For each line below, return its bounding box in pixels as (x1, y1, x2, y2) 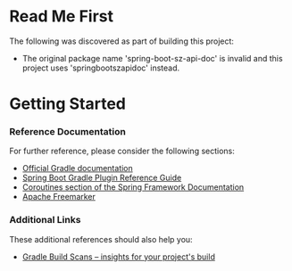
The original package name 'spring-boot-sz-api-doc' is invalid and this (21, 53, 283, 63)
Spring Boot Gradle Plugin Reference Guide (21, 172, 182, 184)
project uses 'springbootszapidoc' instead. (21, 62, 180, 73)
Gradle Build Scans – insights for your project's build (21, 251, 216, 262)
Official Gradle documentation (21, 163, 134, 174)
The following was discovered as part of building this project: (9, 36, 235, 46)
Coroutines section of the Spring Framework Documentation (21, 182, 245, 193)
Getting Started (9, 94, 127, 114)
